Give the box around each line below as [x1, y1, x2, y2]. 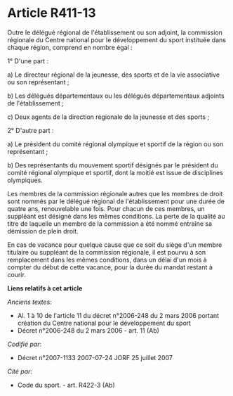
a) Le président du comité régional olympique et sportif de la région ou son [7, 139, 224, 148]
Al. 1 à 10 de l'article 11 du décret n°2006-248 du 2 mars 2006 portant [17, 311, 220, 319]
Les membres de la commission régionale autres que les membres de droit [7, 189, 223, 198]
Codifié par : [7, 340, 42, 348]
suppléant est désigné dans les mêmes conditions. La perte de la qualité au [7, 212, 225, 220]
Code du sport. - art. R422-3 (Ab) [17, 381, 115, 389]
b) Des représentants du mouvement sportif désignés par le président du [7, 160, 219, 170]
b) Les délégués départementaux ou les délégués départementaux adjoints [7, 91, 225, 100]
